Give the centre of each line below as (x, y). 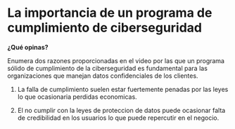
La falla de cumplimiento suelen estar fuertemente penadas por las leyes (123, 89)
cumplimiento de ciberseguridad (105, 28)
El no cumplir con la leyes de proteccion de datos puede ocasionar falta (121, 110)
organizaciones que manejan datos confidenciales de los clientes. (103, 76)
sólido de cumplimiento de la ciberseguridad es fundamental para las (107, 68)
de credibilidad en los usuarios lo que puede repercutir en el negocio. (118, 118)
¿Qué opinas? (28, 47)
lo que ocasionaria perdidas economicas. (77, 97)
